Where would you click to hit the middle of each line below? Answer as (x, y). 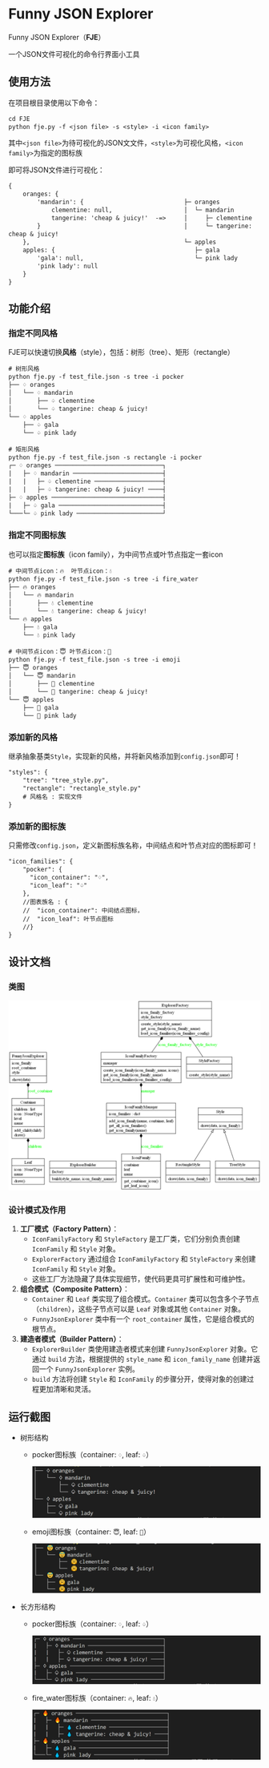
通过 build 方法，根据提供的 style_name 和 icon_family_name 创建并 (143, 1359)
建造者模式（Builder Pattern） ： (72, 1339)
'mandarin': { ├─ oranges (128, 202)
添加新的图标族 (37, 826)
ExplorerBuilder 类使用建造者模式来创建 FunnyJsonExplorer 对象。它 (145, 1349)
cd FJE (19, 119)
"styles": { (28, 773)
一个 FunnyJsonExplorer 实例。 (89, 1369)
